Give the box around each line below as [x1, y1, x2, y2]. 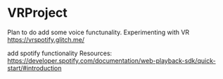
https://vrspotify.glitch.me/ [7, 35, 85, 43]
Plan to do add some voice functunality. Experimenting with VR [7, 28, 190, 36]
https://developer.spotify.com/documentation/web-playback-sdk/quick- [7, 56, 216, 64]
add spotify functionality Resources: [7, 49, 113, 57]
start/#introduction [7, 64, 62, 72]
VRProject [7, 5, 68, 21]
